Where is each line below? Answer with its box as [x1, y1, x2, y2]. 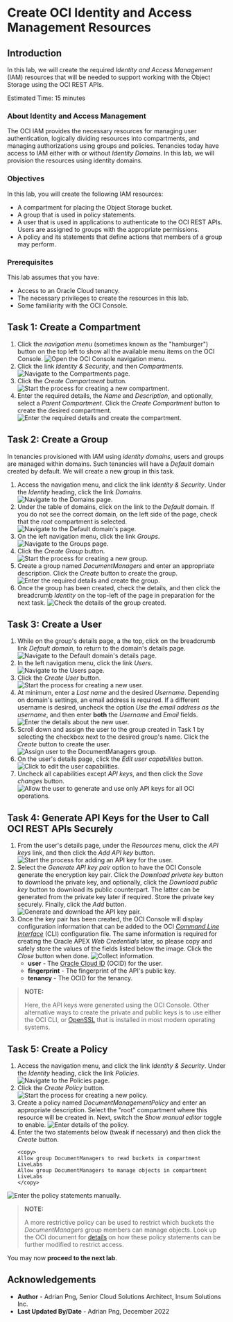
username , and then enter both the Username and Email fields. [17, 710, 198, 719]
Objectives [7, 174, 45, 183]
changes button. [17, 777, 64, 785]
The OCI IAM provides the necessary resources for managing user [7, 127, 197, 135]
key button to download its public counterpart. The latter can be [17, 885, 200, 894]
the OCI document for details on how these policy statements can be [24, 1232, 221, 1241]
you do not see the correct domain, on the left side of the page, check [17, 510, 218, 518]
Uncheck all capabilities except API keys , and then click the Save [17, 769, 203, 778]
